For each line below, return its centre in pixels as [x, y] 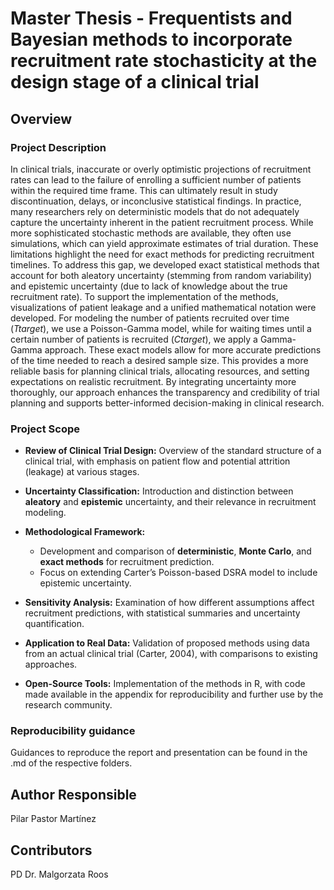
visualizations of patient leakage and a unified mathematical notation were [163, 307]
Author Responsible [73, 794]
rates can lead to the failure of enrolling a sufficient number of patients [156, 179]
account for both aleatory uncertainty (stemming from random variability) [161, 275]
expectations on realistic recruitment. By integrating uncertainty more [153, 381]
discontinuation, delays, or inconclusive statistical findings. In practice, [156, 201]
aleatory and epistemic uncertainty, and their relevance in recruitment [170, 502]
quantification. [54, 624]
